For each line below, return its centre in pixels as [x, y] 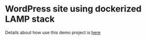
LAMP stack [30, 19]
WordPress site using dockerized [73, 9]
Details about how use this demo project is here [53, 32]
